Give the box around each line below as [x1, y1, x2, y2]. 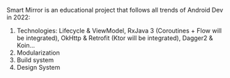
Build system [16, 56, 54, 64]
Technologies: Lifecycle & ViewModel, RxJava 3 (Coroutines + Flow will [16, 27, 222, 35]
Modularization [16, 48, 60, 57]
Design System [16, 64, 61, 71]
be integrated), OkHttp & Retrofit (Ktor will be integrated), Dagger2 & [16, 34, 213, 42]
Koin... [16, 41, 36, 49]
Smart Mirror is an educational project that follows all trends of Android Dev [6, 6, 224, 14]
